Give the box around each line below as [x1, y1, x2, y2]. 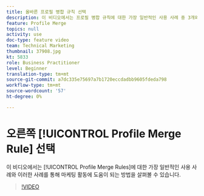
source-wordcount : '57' [6, 88, 67, 94]
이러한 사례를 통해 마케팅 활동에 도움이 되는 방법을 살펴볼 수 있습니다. [17, 171, 181, 178]
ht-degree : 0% [6, 93, 42, 100]
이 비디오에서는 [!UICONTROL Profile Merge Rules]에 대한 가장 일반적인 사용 [6, 163, 191, 171]
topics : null [6, 25, 39, 32]
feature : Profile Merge [6, 20, 67, 26]
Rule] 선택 [6, 142, 56, 155]
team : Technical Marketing [6, 43, 75, 49]
